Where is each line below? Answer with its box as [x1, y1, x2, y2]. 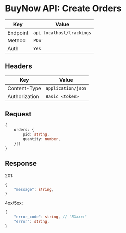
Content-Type [7, 85, 41, 92]
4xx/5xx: [5, 200, 23, 206]
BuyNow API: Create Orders [5, 3, 122, 14]
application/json [45, 85, 86, 91]
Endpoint [7, 29, 29, 36]
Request [5, 110, 32, 118]
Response [5, 159, 37, 168]
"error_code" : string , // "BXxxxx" [14, 214, 87, 220]
